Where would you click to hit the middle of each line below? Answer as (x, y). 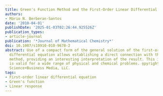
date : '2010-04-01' (25, 23)
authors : (14, 14)
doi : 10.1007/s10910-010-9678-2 (38, 46)
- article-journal (24, 37)
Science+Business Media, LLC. (40, 68)
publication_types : (25, 32)
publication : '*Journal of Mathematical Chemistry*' (59, 41)
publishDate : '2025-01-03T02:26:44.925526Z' (51, 28)
